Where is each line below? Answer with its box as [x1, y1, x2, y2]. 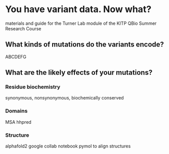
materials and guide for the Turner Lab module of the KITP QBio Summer [5, 20, 157, 26]
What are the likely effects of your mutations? [5, 68, 153, 77]
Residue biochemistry [5, 83, 61, 90]
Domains [5, 108, 28, 115]
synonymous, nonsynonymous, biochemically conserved [5, 95, 124, 101]
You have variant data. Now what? [5, 4, 152, 15]
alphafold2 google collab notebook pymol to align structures [5, 143, 131, 149]
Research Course [5, 25, 41, 31]
